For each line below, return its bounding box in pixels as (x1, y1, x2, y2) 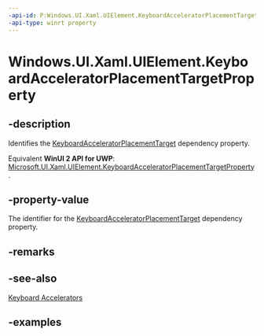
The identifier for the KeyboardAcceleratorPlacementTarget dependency (8, 214, 243, 223)
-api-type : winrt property (8, 19, 97, 27)
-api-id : (8, 11, 37, 20)
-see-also (8, 272, 57, 286)
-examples (8, 316, 62, 329)
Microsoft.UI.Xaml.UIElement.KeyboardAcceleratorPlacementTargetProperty (8, 162, 255, 172)
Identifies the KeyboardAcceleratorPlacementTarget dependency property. (8, 138, 250, 148)
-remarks (8, 245, 55, 258)
